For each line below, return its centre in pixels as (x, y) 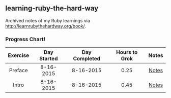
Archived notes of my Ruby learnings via (48, 20)
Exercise (19, 55)
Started (48, 59)
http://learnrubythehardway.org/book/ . (46, 26)
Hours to (127, 52)
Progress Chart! (25, 39)
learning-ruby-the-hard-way (52, 8)
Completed (87, 59)
